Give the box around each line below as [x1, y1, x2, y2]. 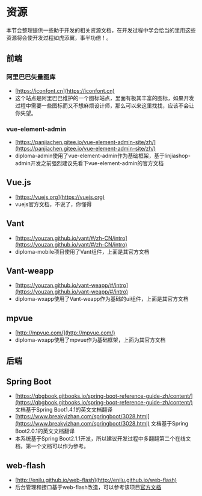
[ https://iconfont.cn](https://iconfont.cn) [14, 87, 115, 94]
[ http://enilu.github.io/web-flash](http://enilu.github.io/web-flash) [14, 477, 177, 484]
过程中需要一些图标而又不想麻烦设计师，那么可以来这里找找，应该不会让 [14, 102, 194, 109]
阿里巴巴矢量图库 [6, 73, 56, 81]
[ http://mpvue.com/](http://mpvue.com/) [14, 329, 115, 336]
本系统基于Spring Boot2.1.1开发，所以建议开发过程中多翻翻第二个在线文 [14, 435, 191, 442]
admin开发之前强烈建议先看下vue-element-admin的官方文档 [14, 159, 164, 166]
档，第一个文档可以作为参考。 [14, 442, 89, 450]
